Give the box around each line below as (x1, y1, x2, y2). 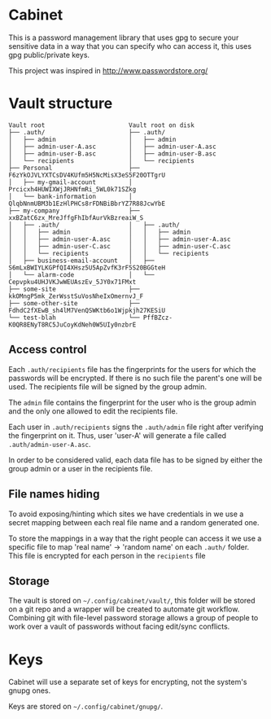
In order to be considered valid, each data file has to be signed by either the (8, 454, 263, 465)
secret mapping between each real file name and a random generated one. (8, 517, 260, 527)
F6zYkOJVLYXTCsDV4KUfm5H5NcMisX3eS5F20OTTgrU (8, 171, 165, 179)
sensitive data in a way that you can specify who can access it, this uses (8, 41, 252, 50)
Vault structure (8, 94, 113, 113)
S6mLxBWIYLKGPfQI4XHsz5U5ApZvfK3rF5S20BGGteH (8, 263, 165, 272)
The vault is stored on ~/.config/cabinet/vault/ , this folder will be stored (8, 596, 256, 606)
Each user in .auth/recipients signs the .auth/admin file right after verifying (8, 422, 264, 432)
